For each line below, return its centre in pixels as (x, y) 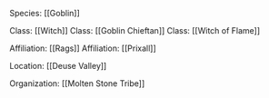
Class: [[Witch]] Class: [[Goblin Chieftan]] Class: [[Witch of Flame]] (135, 30)
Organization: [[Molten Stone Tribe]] (77, 83)
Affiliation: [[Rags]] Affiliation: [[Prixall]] (83, 48)
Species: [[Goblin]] (45, 13)
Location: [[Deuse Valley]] (58, 66)
